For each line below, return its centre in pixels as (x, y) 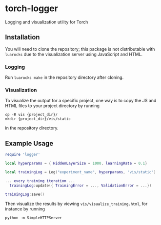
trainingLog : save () (25, 195)
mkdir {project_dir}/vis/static (38, 119)
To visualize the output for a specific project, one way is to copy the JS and (81, 101)
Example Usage (29, 143)
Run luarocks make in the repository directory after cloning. (64, 77)
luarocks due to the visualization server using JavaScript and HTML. (74, 54)
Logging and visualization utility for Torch (47, 22)
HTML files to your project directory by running (52, 106)
